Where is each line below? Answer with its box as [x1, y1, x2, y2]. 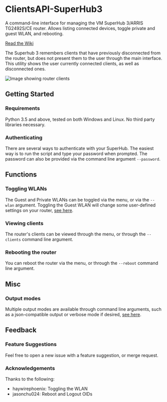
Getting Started [5, 90, 54, 98]
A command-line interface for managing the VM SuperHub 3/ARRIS [5, 20, 144, 26]
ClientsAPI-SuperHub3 [5, 3, 103, 15]
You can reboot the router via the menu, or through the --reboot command [5, 260, 159, 266]
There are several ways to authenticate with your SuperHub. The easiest [5, 145, 154, 151]
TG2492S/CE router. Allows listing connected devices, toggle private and [5, 25, 156, 31]
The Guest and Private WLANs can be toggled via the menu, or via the [5, 197, 150, 202]
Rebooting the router [5, 248, 57, 255]
